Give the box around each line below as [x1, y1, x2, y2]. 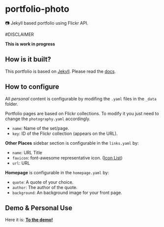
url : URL [12, 160, 30, 166]
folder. [5, 101, 18, 107]
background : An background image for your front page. [12, 190, 123, 195]
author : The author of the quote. [12, 184, 78, 190]
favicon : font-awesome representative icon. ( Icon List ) [12, 155, 123, 161]
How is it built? [5, 55, 52, 64]
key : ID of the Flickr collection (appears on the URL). [12, 130, 118, 136]
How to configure [5, 83, 59, 91]
